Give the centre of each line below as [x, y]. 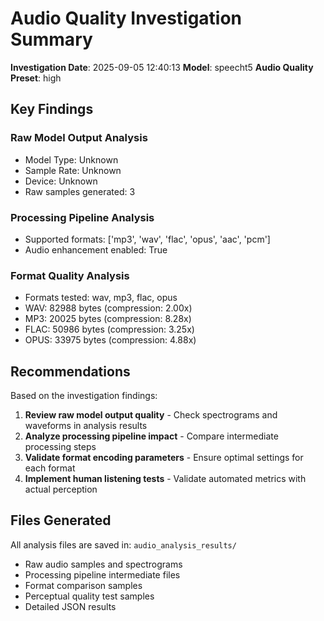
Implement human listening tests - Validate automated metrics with [165, 479]
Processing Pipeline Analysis [82, 217]
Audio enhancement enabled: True [96, 249]
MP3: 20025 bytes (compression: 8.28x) [108, 319]
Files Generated [61, 520]
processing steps [60, 447]
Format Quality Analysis [70, 275]
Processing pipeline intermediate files [102, 574]
